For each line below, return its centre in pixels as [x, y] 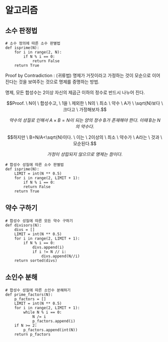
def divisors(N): [23, 225]
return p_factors [33, 334]
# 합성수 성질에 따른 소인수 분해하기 [38, 290]
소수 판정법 [21, 31]
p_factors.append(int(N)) [51, 330]
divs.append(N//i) [61, 256]
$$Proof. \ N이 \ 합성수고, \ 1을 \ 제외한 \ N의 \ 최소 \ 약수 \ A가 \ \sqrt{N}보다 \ [85, 103]
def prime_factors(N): [29, 295]
